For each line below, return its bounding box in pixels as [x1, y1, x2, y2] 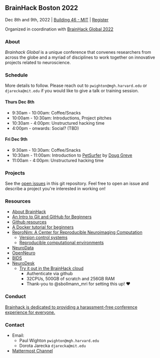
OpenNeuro [12, 250, 35, 256]
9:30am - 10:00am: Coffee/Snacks [12, 110, 81, 115]
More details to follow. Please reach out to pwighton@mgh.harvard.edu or [5, 82, 147, 89]
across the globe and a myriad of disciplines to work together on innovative [5, 54, 156, 60]
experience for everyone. [5, 309, 56, 315]
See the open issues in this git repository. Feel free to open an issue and [5, 180, 149, 186]
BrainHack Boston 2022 [5, 4, 78, 12]
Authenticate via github [26, 271, 73, 277]
